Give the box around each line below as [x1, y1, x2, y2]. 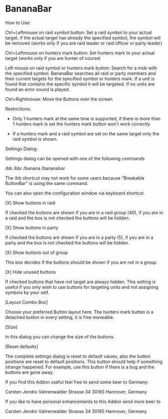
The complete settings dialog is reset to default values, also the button [5, 353, 151, 359]
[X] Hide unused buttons [5, 269, 56, 275]
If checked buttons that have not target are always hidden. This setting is [5, 279, 156, 285]
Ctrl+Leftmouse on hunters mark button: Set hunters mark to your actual [5, 50, 155, 56]
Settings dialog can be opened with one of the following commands [5, 155, 145, 161]
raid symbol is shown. [12, 136, 58, 142]
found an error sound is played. [5, 86, 70, 92]
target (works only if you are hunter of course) [5, 55, 101, 61]
